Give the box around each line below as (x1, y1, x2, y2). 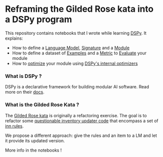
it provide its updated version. (5, 137, 65, 143)
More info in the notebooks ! (5, 147, 62, 153)
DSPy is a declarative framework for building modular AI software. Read (5, 84, 149, 90)
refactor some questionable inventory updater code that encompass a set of (5, 118, 159, 124)
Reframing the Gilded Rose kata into (5, 3, 154, 15)
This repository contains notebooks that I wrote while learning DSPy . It (5, 30, 147, 36)
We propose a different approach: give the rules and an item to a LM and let (5, 132, 157, 138)
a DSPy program (5, 14, 72, 25)
